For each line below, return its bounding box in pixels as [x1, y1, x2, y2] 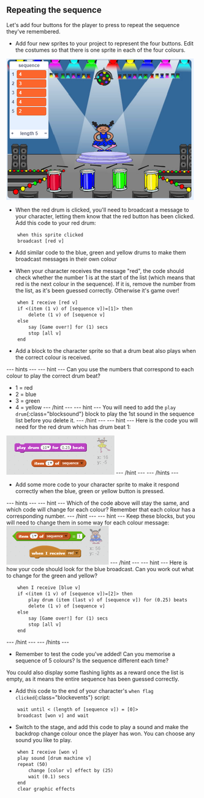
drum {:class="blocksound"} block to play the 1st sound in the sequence [15, 410, 195, 417]
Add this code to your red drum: [15, 219, 96, 226]
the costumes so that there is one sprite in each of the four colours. [15, 46, 186, 53]
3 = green [15, 397, 40, 405]
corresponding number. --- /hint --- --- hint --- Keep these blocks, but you [6, 512, 195, 519]
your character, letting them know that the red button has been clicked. [15, 212, 195, 220]
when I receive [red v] [17, 299, 78, 306]
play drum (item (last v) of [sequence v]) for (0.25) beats [28, 596, 188, 603]
